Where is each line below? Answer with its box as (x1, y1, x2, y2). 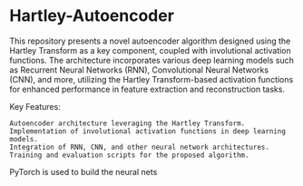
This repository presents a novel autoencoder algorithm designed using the (9, 35, 291, 46)
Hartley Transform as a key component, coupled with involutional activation (9, 44, 292, 55)
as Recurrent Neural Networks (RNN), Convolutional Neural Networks (9, 64, 269, 75)
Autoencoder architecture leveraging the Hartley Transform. (9, 119, 246, 128)
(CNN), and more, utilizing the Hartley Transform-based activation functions (9, 73, 294, 84)
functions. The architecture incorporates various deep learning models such (9, 54, 295, 65)
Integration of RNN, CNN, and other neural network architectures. (9, 142, 270, 152)
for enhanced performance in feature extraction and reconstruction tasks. (9, 83, 286, 94)
